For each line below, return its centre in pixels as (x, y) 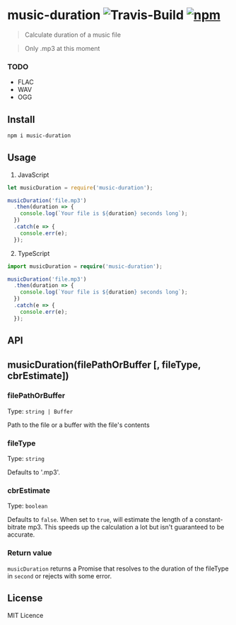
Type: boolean (28, 506)
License (25, 598)
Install (21, 119)
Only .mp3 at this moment (62, 48)
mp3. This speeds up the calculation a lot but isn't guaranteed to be (126, 527)
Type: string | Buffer (40, 411)
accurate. (21, 535)
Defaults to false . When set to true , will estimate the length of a (100, 520)
